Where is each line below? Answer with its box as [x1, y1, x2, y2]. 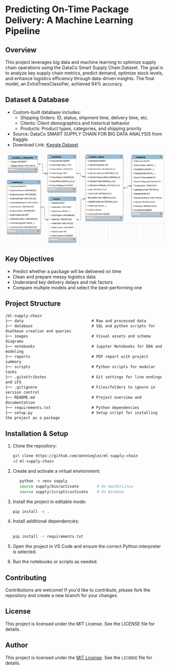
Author [5, 641, 28, 650]
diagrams [5, 339, 24, 344]
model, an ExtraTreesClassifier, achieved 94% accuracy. [5, 81, 123, 87]
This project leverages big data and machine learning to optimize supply [5, 59, 156, 65]
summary [5, 359, 22, 364]
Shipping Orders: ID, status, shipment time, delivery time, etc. [20, 114, 149, 120]
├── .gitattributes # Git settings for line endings [5, 375, 162, 380]
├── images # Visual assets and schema [5, 334, 151, 339]
